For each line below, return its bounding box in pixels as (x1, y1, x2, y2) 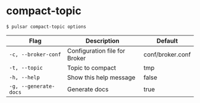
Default (157, 37, 179, 45)
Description (85, 37, 120, 45)
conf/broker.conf (143, 50, 191, 59)
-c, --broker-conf (9, 51, 61, 57)
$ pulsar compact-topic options (6, 24, 86, 30)
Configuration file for (67, 46, 126, 54)
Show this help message (67, 73, 136, 81)
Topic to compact (67, 63, 116, 72)
